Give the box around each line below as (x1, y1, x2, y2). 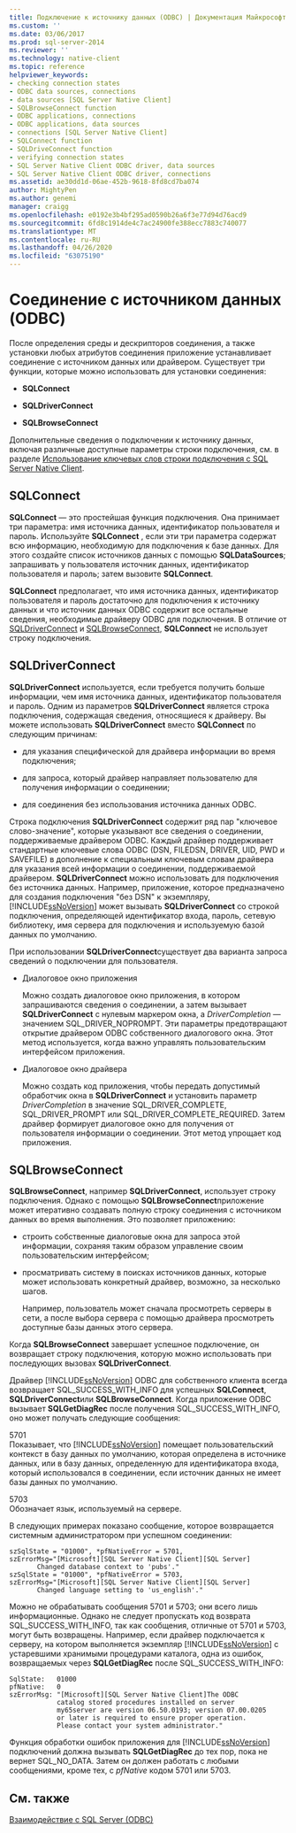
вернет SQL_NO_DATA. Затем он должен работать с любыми (9, 1756, 239, 1767)
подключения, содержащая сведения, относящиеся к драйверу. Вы (9, 710, 267, 720)
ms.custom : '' (9, 21, 62, 30)
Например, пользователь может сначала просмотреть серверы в (21, 1303, 272, 1314)
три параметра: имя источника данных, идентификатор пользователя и (9, 521, 280, 532)
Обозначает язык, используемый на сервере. (9, 1504, 182, 1514)
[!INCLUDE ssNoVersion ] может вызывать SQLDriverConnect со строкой (9, 900, 280, 912)
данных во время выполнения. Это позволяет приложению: (9, 1214, 236, 1225)
